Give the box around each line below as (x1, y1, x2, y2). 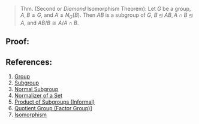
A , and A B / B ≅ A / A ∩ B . (20, 19, 79, 26)
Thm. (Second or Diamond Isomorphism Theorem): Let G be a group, (20, 5, 191, 12)
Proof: (5, 37, 29, 47)
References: (5, 57, 52, 67)
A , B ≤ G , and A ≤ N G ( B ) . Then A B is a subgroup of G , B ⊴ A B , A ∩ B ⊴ (20, 11, 193, 20)
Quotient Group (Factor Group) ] (14, 105, 92, 111)
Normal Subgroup (14, 86, 59, 92)
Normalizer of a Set (14, 92, 63, 99)
